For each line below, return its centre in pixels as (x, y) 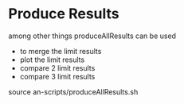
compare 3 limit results (57, 76)
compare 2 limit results (57, 67)
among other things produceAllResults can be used (92, 36)
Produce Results (64, 14)
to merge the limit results (61, 51)
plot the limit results (52, 60)
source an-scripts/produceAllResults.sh (73, 91)
